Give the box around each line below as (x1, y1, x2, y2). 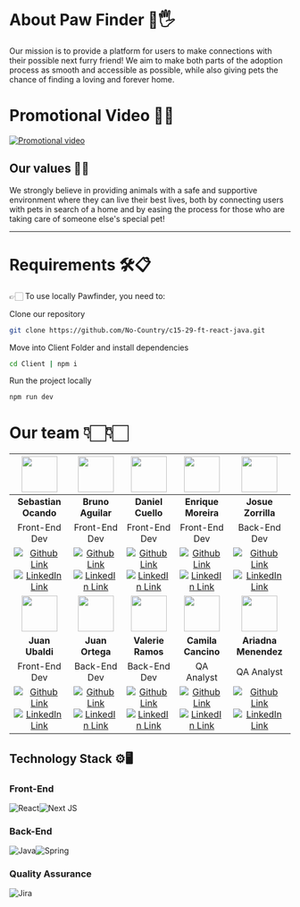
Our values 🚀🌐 (9, 161, 89, 176)
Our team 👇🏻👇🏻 (9, 423, 129, 443)
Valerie (133, 635, 165, 647)
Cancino (183, 646, 221, 658)
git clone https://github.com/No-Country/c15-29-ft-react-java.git (9, 326, 266, 335)
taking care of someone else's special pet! (9, 213, 165, 224)
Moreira (184, 507, 219, 519)
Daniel (135, 496, 163, 509)
